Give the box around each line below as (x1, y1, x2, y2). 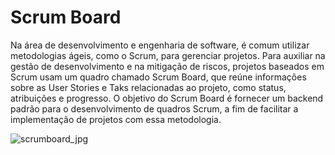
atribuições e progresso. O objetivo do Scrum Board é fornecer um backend (10, 92, 324, 104)
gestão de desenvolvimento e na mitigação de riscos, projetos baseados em (10, 60, 325, 72)
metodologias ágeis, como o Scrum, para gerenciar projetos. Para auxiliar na (10, 49, 326, 61)
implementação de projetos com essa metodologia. (10, 113, 222, 125)
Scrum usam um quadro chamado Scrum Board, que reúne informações (10, 71, 307, 83)
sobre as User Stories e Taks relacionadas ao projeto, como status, (10, 81, 287, 93)
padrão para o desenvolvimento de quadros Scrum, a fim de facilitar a (10, 102, 299, 115)
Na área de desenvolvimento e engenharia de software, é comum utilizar (10, 39, 310, 51)
